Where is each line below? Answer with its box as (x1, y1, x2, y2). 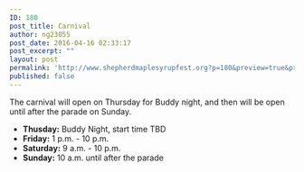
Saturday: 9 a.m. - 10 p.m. (22, 142, 121, 153)
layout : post (9, 55, 59, 64)
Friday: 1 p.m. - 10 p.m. (22, 132, 109, 144)
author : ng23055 (9, 30, 71, 39)
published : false (9, 72, 75, 81)
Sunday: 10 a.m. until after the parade (22, 152, 165, 163)
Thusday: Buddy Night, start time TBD (22, 123, 166, 134)
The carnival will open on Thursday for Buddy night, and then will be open (9, 96, 285, 107)
